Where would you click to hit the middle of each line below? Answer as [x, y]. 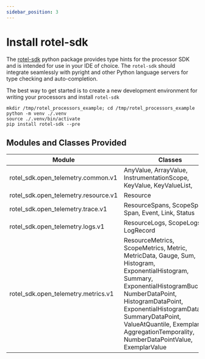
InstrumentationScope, [156, 178]
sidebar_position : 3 [33, 12]
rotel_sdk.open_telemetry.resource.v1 [63, 195]
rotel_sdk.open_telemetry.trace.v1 [58, 209]
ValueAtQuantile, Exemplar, [162, 324]
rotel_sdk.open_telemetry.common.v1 [63, 178]
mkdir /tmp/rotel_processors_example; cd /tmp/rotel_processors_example [101, 108]
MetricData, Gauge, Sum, [160, 256]
